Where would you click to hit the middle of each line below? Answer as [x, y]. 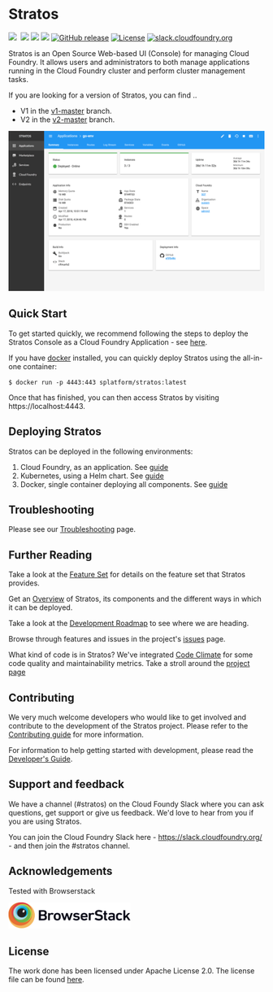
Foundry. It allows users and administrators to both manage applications [129, 62]
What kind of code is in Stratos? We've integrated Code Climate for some [131, 655]
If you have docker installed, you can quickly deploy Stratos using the [125, 358]
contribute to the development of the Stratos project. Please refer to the [128, 726]
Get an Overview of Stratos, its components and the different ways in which [135, 599]
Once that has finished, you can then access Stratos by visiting [114, 397]
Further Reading [50, 555]
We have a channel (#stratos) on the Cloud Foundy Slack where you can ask [136, 804]
